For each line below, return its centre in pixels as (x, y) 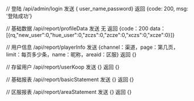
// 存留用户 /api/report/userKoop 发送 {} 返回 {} (63, 67)
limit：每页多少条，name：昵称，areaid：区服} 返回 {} (71, 54)
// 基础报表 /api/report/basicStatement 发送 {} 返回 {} (70, 79)
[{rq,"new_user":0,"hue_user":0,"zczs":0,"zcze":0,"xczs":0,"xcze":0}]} (91, 35)
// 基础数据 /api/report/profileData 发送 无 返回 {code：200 (77, 28)
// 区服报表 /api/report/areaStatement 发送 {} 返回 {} (69, 92)
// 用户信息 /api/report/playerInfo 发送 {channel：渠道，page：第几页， (92, 47)
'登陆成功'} (19, 16)
